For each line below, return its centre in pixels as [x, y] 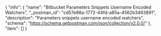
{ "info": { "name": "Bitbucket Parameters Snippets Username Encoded [78, 7]
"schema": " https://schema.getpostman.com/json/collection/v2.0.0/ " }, [78, 23]
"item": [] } [16, 28]
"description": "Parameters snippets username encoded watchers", [74, 18]
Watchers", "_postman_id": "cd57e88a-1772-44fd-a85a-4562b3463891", [81, 12]
